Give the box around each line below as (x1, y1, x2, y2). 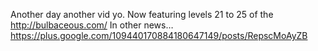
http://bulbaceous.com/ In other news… (10, 19, 174, 31)
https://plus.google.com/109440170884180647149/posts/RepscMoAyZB (10, 30, 308, 41)
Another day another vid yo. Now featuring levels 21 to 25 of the (10, 9, 274, 20)
